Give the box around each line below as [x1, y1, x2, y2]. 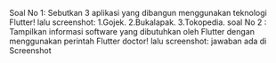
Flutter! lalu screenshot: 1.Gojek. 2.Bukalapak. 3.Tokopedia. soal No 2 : [9, 17, 267, 28]
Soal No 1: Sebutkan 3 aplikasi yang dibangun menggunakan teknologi [9, 8, 267, 18]
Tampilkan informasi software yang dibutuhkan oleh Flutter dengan [9, 27, 256, 36]
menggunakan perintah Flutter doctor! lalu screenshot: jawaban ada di [9, 35, 267, 46]
